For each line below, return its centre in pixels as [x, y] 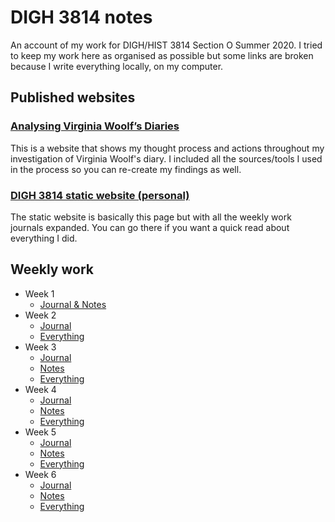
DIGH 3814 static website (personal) [100, 195]
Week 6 [40, 474]
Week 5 [40, 432]
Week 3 [40, 347]
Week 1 [39, 293]
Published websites [73, 97]
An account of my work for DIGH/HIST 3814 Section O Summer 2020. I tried [166, 45]
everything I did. [44, 238]
